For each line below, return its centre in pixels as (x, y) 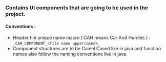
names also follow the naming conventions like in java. (70, 54)
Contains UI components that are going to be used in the (77, 8)
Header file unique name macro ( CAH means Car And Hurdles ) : (81, 38)
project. (15, 14)
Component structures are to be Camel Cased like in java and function (87, 49)
